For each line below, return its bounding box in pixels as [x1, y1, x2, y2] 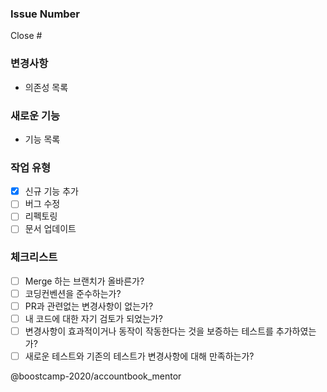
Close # [10, 30, 43, 42]
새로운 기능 [10, 108, 61, 122]
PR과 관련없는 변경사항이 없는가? [24, 300, 154, 312]
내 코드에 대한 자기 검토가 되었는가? [24, 312, 163, 324]
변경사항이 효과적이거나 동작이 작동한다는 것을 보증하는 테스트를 [24, 325, 274, 337]
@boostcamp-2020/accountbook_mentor [10, 370, 182, 382]
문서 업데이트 [24, 223, 77, 235]
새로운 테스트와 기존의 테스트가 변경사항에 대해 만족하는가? [24, 350, 255, 362]
